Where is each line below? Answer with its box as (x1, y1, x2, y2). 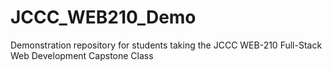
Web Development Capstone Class (10, 49, 154, 61)
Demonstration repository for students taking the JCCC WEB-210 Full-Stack (10, 39, 323, 51)
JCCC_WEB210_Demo (10, 6, 197, 29)
